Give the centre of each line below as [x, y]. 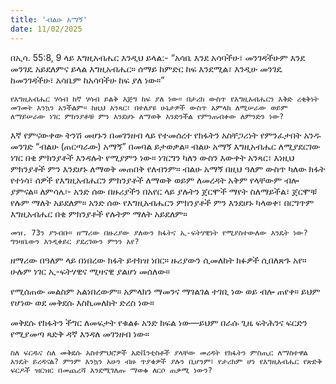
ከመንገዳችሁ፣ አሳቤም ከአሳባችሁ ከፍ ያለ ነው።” [87, 80]
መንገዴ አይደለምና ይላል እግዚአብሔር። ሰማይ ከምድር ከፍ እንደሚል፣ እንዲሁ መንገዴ [146, 68]
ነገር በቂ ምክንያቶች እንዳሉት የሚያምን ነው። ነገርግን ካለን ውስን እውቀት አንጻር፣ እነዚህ [152, 157]
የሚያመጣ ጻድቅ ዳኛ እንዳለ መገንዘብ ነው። [80, 333]
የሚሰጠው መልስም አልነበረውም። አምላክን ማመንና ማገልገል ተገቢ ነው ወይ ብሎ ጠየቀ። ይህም [165, 291]
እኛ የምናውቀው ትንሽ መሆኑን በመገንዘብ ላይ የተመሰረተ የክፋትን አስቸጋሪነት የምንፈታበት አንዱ [166, 135]
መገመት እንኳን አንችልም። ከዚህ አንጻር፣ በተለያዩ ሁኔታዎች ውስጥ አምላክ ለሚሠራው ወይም [149, 107]
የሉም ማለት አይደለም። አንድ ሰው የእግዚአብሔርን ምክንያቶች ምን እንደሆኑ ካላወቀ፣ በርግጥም [162, 202]
